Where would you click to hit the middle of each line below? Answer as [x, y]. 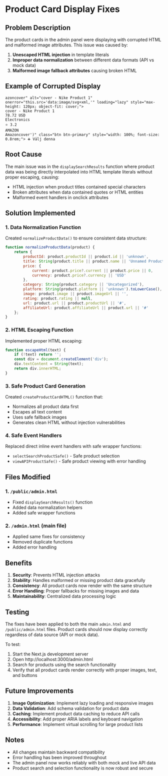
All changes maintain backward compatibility [58, 752]
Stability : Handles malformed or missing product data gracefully [79, 580]
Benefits [19, 563]
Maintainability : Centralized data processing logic [64, 596]
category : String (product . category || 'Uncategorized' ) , [83, 284]
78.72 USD [15, 115]
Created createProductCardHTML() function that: [54, 397]
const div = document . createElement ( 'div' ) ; [61, 359]
